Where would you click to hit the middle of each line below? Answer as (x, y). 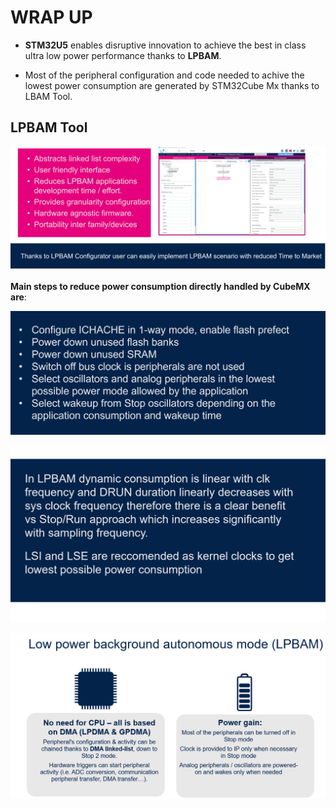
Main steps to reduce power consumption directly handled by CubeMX (160, 286)
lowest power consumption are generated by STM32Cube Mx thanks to (172, 85)
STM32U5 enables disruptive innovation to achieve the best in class (165, 45)
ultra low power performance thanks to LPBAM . (123, 55)
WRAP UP (51, 17)
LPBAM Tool (49, 127)
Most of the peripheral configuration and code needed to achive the (164, 75)
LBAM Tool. (48, 96)
